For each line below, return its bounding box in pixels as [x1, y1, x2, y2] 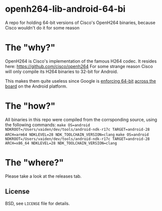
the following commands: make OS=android [5, 121, 91, 128]
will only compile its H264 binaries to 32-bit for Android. [5, 69, 118, 74]
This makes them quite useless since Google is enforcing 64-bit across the [5, 78, 156, 84]
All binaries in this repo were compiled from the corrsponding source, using [5, 117, 158, 122]
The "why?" [5, 42, 55, 53]
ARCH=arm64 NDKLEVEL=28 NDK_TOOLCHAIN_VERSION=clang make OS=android [5, 132, 149, 137]
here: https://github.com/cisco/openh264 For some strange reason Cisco [5, 63, 153, 69]
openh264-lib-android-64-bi [5, 3, 126, 15]
